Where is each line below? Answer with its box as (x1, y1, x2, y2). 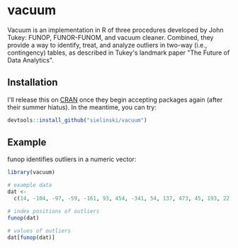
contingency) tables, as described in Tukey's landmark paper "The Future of (7, 48, 230, 57)
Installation (7, 77, 58, 89)
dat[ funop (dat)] (7, 234, 55, 241)
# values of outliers (7, 227, 72, 234)
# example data (7, 182, 52, 189)
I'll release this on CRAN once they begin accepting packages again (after (7, 95, 223, 104)
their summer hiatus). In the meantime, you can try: (7, 102, 157, 112)
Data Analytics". (7, 55, 55, 64)
